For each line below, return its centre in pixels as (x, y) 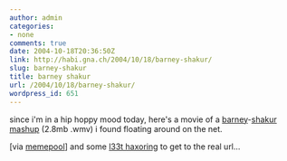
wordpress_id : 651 (44, 93)
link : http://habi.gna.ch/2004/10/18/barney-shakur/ (111, 60)
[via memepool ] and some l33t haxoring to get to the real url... (125, 147)
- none (22, 34)
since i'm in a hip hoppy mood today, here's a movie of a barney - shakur (143, 119)
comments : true (38, 43)
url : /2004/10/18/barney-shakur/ (72, 85)
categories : (32, 26)
